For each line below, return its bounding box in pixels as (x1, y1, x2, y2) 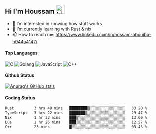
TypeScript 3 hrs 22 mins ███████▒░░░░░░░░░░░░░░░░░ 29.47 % (5, 110, 148, 116)
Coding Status (5, 95, 36, 101)
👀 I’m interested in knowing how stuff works (12, 20, 102, 26)
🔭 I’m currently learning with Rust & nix (12, 26, 92, 32)
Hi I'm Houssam (5, 7, 55, 16)
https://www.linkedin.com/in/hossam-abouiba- (55, 31, 152, 37)
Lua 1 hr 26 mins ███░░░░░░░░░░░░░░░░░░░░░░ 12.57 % (5, 120, 148, 125)
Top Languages (5, 50, 38, 56)
